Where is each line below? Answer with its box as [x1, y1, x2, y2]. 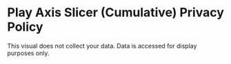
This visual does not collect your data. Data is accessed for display [7, 42, 197, 50]
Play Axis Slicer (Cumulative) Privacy [7, 5, 224, 20]
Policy [7, 19, 43, 35]
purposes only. [7, 49, 50, 57]
